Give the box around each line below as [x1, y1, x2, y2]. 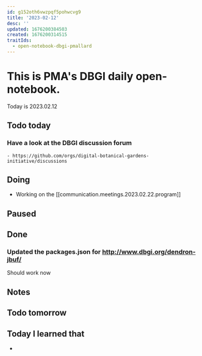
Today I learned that [7, 328, 85, 339]
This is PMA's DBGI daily [7, 70, 134, 83]
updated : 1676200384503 [7, 26, 68, 32]
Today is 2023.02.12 [7, 102, 57, 110]
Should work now [7, 269, 51, 276]
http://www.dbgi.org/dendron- [102, 248, 196, 256]
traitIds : [7, 37, 32, 43]
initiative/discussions [7, 158, 68, 164]
